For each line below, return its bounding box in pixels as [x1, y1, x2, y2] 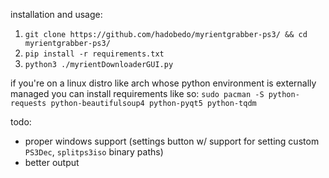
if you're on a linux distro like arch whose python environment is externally [10, 77, 317, 89]
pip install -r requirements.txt [24, 49, 165, 59]
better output [24, 157, 80, 168]
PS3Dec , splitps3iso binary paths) [24, 146, 164, 158]
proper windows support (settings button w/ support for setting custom [24, 135, 320, 147]
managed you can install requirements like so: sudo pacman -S [10, 88, 265, 99]
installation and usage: [10, 9, 103, 20]
